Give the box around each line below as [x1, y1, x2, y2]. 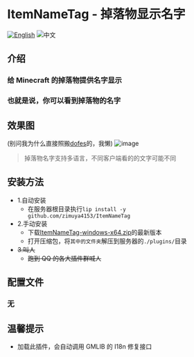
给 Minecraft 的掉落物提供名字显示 [7, 76, 123, 85]
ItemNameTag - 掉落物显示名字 [7, 6, 186, 22]
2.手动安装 [17, 219, 48, 228]
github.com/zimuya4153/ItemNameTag [27, 213, 130, 219]
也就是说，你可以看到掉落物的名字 [7, 96, 121, 106]
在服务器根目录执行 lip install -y [27, 204, 126, 213]
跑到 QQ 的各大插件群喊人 [27, 254, 102, 263]
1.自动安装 [17, 196, 46, 204]
